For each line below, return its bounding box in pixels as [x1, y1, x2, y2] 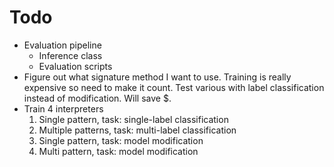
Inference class [38, 49, 103, 61]
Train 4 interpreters [23, 102, 104, 115]
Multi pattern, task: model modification [38, 145, 199, 157]
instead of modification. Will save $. [23, 92, 172, 104]
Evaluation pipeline [23, 39, 102, 51]
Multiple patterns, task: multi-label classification [38, 124, 237, 136]
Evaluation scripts [38, 60, 113, 72]
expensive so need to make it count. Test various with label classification [23, 81, 325, 93]
